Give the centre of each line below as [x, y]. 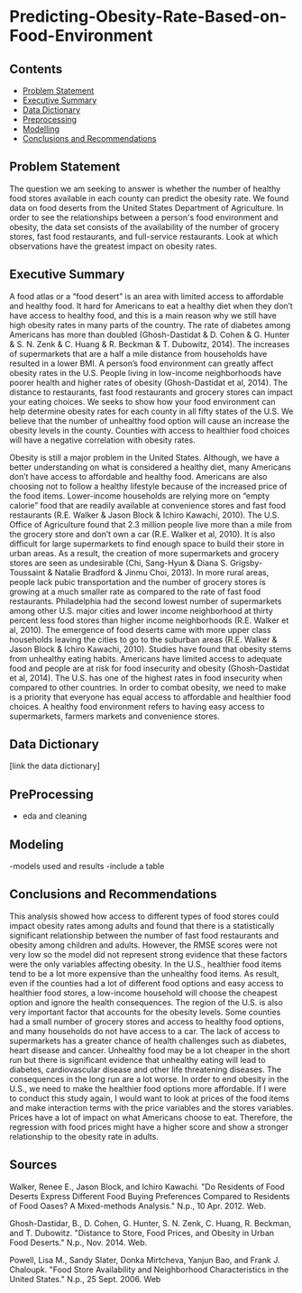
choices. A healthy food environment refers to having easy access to [137, 706]
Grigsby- [246, 563]
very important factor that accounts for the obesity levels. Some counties [145, 1012]
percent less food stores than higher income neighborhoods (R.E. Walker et [149, 620]
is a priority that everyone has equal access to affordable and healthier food [150, 697]
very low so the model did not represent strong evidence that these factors [148, 954]
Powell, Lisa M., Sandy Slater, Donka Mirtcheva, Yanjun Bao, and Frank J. [145, 1260]
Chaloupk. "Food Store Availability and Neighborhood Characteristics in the [149, 1270]
